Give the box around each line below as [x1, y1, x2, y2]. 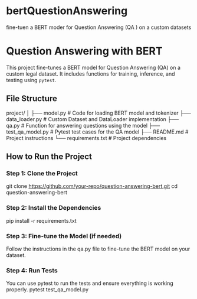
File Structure [6, 93, 57, 104]
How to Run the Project [6, 152, 93, 162]
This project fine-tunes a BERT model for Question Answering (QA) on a [6, 64, 181, 71]
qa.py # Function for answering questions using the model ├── [6, 122, 160, 129]
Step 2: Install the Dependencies [6, 204, 101, 212]
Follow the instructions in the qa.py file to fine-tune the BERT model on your [6, 245, 191, 252]
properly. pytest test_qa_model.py [6, 286, 89, 293]
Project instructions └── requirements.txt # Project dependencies [6, 134, 167, 141]
